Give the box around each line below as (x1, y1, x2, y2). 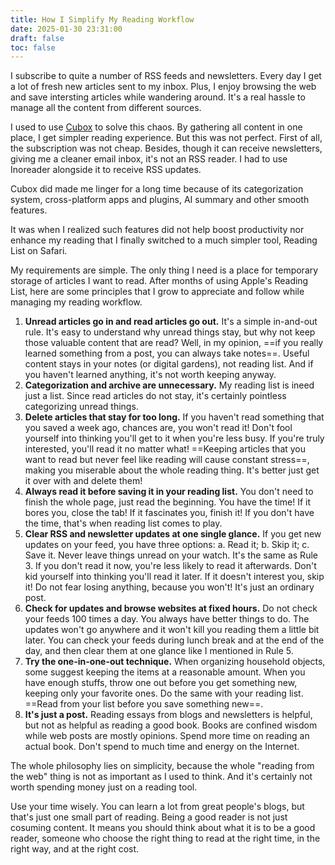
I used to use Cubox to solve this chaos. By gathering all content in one (10, 121, 303, 133)
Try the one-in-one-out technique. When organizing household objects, (24, 656, 326, 668)
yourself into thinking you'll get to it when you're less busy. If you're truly (24, 432, 325, 445)
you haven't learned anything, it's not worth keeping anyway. (24, 369, 277, 381)
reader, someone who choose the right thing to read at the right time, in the (10, 832, 321, 845)
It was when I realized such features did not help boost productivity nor (10, 224, 305, 236)
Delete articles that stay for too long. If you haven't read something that (24, 411, 325, 423)
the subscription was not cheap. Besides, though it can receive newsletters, (10, 142, 323, 155)
